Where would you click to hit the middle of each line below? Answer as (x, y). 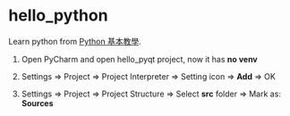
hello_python (58, 16)
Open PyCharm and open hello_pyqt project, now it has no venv (140, 59)
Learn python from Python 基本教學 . (75, 41)
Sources (38, 103)
